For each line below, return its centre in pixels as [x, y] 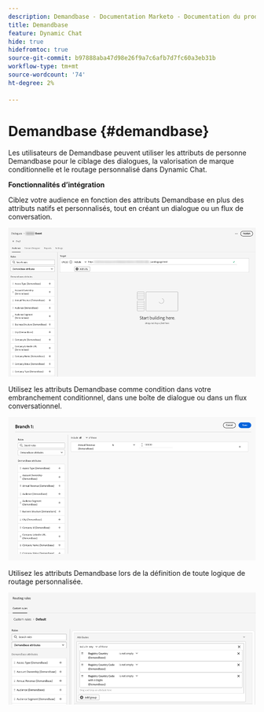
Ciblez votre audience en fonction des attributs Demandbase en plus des [126, 200]
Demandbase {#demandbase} [109, 131]
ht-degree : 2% [31, 83]
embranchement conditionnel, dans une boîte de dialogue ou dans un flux [128, 398]
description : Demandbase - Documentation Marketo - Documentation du [125, 17]
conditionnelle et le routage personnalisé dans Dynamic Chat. [108, 170]
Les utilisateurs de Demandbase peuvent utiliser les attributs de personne [127, 153]
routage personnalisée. [46, 581]
